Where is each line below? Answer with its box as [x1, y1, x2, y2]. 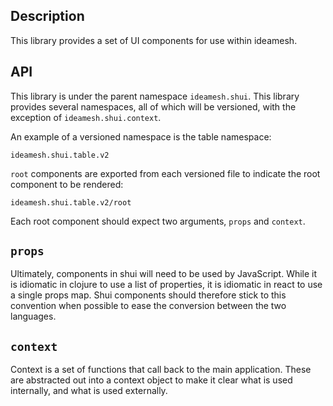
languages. [10, 310, 57, 323]
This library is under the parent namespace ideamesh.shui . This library [10, 90, 300, 102]
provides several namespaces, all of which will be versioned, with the [10, 100, 297, 113]
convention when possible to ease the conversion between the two [10, 300, 287, 312]
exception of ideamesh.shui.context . [10, 111, 162, 123]
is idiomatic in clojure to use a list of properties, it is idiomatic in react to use [10, 279, 323, 291]
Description [10, 8, 85, 25]
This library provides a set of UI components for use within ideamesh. [10, 34, 298, 46]
